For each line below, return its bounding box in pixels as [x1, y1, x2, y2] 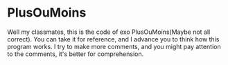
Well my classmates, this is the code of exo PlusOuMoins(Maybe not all [7, 28, 211, 36]
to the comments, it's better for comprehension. [7, 50, 144, 58]
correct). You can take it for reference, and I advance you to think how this [7, 35, 220, 43]
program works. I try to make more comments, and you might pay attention [7, 42, 221, 50]
